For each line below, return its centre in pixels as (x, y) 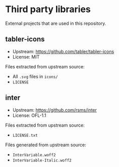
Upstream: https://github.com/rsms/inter (55, 110)
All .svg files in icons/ (35, 76)
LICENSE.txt (25, 135)
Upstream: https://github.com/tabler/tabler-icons (63, 51)
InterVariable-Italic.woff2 (42, 160)
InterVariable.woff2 (34, 155)
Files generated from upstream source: (46, 145)
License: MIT (26, 57)
